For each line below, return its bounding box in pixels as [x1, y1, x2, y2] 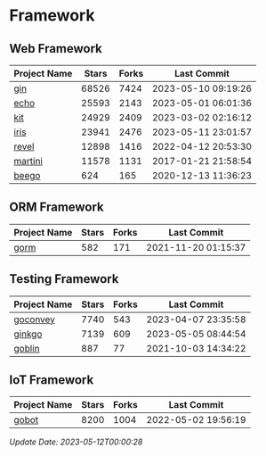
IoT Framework [9, 372, 94, 388]
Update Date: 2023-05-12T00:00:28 [9, 436, 143, 447]
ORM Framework [9, 200, 104, 215]
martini [13, 155, 43, 167]
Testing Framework [9, 271, 119, 286]
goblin [13, 342, 40, 354]
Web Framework [9, 41, 102, 56]
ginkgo [13, 327, 43, 340]
